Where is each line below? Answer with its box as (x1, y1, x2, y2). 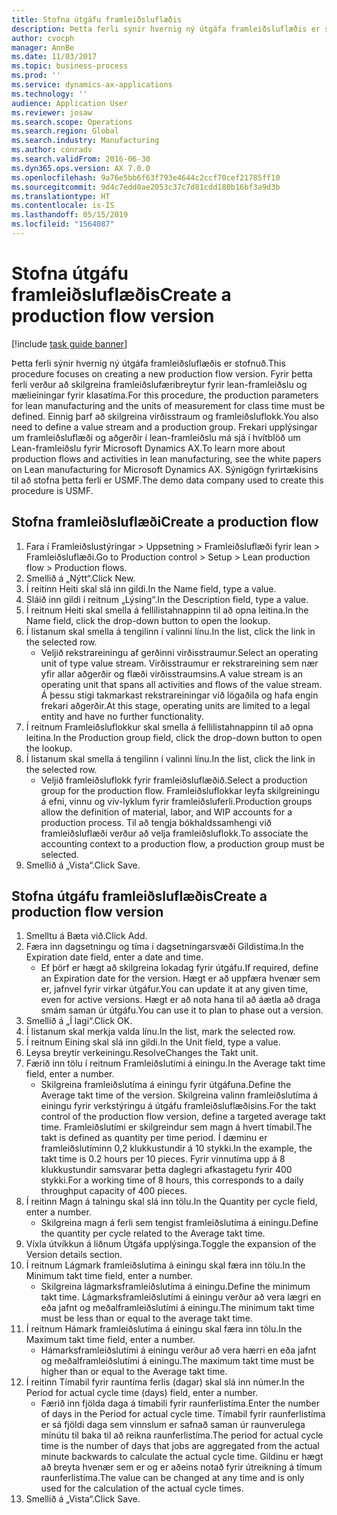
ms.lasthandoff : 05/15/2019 (11, 210, 129, 220)
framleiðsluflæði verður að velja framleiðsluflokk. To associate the (40, 827, 309, 839)
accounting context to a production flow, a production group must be (40, 837, 325, 850)
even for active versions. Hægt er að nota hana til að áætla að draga (40, 994, 321, 1006)
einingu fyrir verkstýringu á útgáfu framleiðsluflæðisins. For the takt (40, 1100, 317, 1112)
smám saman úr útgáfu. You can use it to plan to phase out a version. (40, 1004, 324, 1016)
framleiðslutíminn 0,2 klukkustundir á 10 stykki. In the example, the (40, 1142, 313, 1155)
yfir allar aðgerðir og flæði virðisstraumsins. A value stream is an (40, 667, 304, 680)
